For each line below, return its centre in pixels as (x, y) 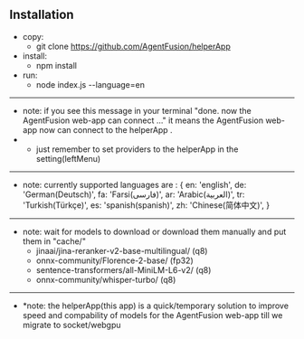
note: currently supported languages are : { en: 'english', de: (134, 184)
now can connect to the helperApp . (106, 129)
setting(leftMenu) (68, 158)
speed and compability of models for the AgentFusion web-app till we (152, 315)
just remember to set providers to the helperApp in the (137, 149)
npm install (56, 65)
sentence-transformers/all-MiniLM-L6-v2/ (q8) (123, 269)
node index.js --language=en (90, 84)
